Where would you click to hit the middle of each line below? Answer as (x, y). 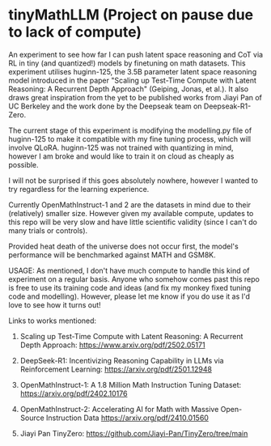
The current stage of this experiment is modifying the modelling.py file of (130, 130)
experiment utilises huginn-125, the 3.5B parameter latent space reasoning (133, 71)
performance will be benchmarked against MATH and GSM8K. (112, 255)
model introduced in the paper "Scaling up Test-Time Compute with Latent (133, 80)
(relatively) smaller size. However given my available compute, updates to (131, 213)
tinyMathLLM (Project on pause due (131, 15)
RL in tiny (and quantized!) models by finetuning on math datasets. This (127, 63)
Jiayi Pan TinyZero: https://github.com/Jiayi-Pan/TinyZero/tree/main (134, 433)
